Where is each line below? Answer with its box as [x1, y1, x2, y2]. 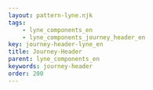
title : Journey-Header [8, 48, 82, 56]
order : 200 [8, 70, 44, 77]
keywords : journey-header [8, 63, 93, 70]
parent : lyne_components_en [8, 56, 100, 63]
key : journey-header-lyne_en [8, 41, 104, 49]
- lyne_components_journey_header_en [22, 33, 146, 41]
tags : [8, 19, 26, 27]
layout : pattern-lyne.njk [8, 11, 93, 20]
